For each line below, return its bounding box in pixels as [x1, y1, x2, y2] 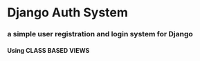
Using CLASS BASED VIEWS [7, 46, 90, 54]
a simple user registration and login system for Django [7, 29, 194, 39]
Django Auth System [7, 5, 128, 21]
